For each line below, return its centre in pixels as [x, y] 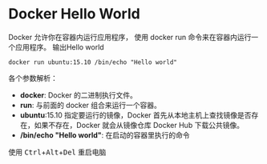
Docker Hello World [74, 14]
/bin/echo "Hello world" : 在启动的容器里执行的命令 [105, 135]
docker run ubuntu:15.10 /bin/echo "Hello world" [93, 62]
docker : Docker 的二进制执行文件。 [79, 95]
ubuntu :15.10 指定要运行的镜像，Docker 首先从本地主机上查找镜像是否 [136, 115]
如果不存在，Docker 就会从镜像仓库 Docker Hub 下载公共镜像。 [139, 125]
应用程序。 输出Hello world [59, 47]
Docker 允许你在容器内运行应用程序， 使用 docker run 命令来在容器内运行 [130, 37]
